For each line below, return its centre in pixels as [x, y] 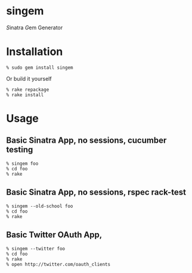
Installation [35, 52]
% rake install [25, 95]
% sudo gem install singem [40, 68]
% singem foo [22, 163]
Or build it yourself [29, 78]
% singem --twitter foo [36, 249]
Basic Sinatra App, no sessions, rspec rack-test [96, 192]
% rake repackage [28, 90]
